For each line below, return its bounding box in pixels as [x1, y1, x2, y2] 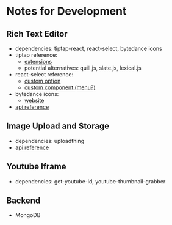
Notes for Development [6, 4, 127, 18]
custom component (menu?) [24, 84, 96, 91]
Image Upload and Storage [6, 121, 110, 131]
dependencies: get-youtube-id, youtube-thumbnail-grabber [15, 177, 166, 185]
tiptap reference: [15, 51, 58, 59]
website [24, 97, 45, 104]
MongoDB [15, 212, 41, 219]
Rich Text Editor [6, 29, 68, 39]
